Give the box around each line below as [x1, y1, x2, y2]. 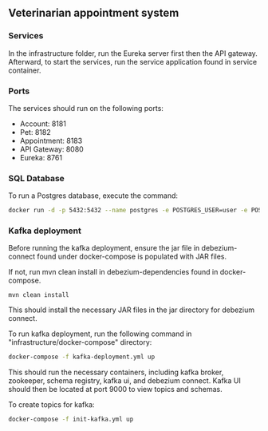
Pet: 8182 [19, 127, 51, 136]
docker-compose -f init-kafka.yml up [8, 415, 134, 424]
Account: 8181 [19, 119, 66, 129]
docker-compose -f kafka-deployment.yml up [8, 353, 156, 362]
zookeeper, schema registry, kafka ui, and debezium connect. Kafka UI [8, 376, 241, 386]
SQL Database [8, 172, 65, 184]
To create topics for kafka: [8, 400, 95, 409]
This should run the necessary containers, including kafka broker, [8, 367, 224, 378]
